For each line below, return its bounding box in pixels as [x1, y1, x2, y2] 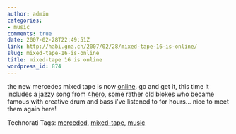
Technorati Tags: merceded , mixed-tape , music [7, 118, 146, 127]
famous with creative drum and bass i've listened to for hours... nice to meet [7, 97, 230, 106]
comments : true [7, 30, 52, 37]
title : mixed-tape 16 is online [7, 56, 102, 63]
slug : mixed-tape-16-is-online [7, 50, 100, 57]
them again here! [7, 104, 57, 113]
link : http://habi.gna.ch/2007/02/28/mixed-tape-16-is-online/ [7, 43, 198, 50]
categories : [7, 17, 42, 24]
